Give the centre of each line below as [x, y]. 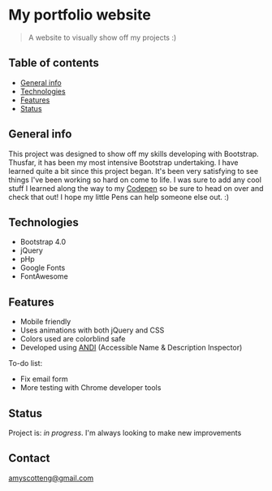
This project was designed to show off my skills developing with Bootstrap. [134, 154]
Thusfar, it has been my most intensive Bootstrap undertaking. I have [123, 162]
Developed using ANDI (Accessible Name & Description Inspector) [131, 348]
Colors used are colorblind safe [73, 339]
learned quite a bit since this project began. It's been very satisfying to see [133, 171]
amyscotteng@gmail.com [51, 478]
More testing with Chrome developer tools [91, 388]
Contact [29, 458]
